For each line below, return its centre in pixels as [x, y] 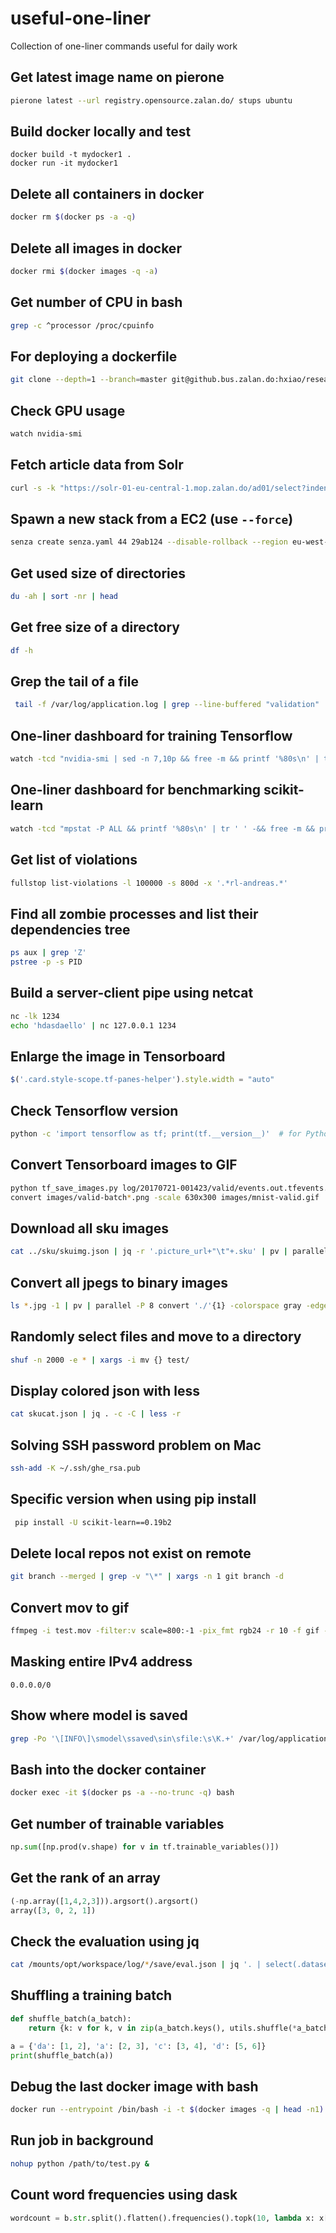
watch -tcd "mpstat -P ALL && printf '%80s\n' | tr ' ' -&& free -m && [162, 828]
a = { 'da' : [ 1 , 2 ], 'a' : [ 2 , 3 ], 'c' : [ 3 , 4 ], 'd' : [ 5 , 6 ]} [138, 2046]
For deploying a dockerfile [94, 356]
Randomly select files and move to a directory [156, 1337]
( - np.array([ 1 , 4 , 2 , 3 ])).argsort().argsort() [104, 1901]
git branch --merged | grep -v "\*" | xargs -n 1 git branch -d [147, 1577]
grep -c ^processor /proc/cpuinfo [82, 325]
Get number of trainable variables [117, 1823]
